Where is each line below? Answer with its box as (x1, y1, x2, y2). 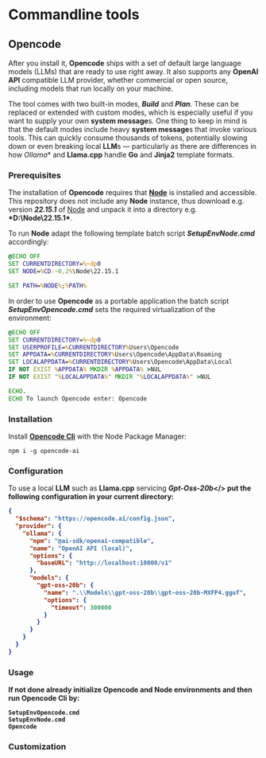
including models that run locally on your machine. (8, 84, 173, 93)
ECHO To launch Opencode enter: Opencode (8, 394, 148, 403)
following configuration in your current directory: (8, 492, 175, 502)
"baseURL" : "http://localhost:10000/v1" (37, 559, 172, 567)
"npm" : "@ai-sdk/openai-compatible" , (29, 537, 155, 545)
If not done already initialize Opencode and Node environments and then (8, 685, 253, 694)
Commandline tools (8, 6, 140, 24)
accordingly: (8, 237, 49, 247)
